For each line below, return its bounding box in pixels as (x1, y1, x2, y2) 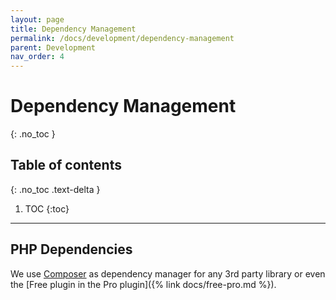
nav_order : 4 (10, 52, 65, 62)
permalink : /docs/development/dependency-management (10, 33, 235, 43)
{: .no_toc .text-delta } (10, 183, 101, 195)
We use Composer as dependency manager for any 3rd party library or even (10, 267, 326, 280)
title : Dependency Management (10, 24, 137, 34)
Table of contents (10, 157, 122, 174)
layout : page (10, 14, 65, 25)
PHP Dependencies (10, 241, 133, 258)
